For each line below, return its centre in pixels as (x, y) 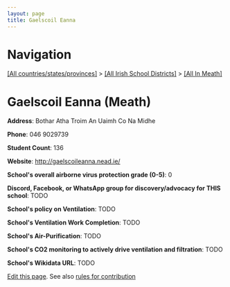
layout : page (26, 14)
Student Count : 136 (35, 148)
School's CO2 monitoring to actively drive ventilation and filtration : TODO (115, 249)
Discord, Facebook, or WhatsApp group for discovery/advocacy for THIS (114, 188)
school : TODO (28, 196)
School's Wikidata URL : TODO (51, 263)
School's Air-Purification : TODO (54, 236)
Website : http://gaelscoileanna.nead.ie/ (64, 161)
